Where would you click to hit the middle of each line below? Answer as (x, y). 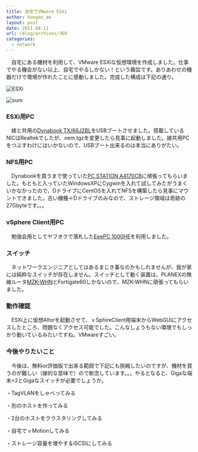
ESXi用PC (20, 116)
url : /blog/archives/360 (37, 34)
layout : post (22, 22)
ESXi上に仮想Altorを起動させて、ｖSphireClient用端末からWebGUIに (94, 320)
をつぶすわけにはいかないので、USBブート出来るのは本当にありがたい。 (94, 145)
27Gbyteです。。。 (27, 206)
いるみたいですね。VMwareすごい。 (75, 335)
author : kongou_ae (29, 17)
